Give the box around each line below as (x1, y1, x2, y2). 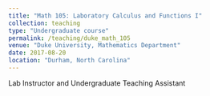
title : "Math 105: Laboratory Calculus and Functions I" (8, 11, 203, 20)
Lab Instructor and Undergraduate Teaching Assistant (8, 78, 186, 88)
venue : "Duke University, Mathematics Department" (8, 42, 181, 50)
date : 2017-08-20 (8, 49, 67, 57)
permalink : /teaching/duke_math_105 (8, 34, 131, 42)
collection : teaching (8, 19, 81, 27)
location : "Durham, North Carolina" (8, 57, 131, 65)
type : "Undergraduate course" (8, 26, 110, 34)
